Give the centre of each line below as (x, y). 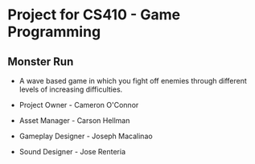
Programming (54, 32)
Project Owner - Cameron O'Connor (79, 105)
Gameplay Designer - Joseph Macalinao (86, 136)
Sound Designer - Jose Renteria (72, 152)
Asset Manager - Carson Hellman (74, 121)
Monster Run (41, 61)
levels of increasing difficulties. (71, 89)
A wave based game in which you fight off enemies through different (133, 81)
